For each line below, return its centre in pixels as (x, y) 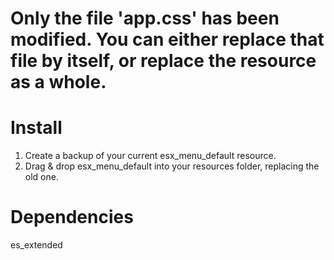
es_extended (36, 245)
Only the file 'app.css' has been (145, 18)
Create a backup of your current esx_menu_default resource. (150, 156)
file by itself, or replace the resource (163, 61)
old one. (41, 177)
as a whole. (58, 82)
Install (36, 128)
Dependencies (72, 217)
